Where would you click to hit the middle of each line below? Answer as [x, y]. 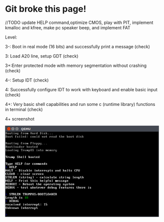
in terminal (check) [24, 109]
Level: [11, 37]
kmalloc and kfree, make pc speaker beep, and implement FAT [68, 27]
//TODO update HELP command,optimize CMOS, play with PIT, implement [79, 22]
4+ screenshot [20, 119]
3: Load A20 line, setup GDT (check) [42, 56]
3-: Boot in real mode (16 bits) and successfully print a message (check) [78, 46]
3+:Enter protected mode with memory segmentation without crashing [76, 65]
